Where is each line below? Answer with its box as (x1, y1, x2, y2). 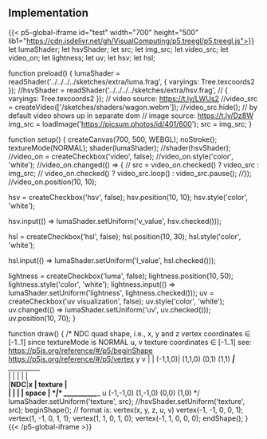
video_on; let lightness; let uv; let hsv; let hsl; (8, 53, 155, 62)
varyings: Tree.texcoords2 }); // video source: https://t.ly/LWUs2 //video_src (8, 93, 257, 103)
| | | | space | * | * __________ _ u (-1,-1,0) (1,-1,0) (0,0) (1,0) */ (8, 388, 200, 398)
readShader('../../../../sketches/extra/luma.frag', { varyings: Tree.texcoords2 (8, 76, 255, 86)
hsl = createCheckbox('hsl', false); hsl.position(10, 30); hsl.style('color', (8, 231, 241, 241)
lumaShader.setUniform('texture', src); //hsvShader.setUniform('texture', (8, 396, 245, 406)
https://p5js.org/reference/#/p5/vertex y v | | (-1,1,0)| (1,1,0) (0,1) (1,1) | (8, 354, 235, 363)
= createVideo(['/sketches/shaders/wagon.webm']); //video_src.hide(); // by (8, 102, 257, 112)
